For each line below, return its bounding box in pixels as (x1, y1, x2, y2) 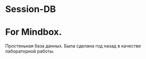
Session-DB (5, 3, 56, 15)
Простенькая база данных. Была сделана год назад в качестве (5, 43, 141, 49)
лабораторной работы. (5, 48, 54, 54)
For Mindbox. (5, 26, 62, 38)
